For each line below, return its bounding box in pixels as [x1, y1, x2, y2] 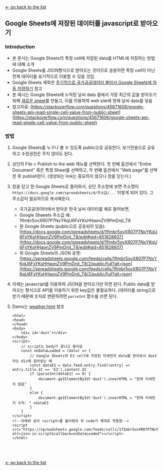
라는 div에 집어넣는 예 [12, 359, 53, 363]
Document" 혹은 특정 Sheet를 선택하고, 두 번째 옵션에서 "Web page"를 [12, 167, 148, 173]
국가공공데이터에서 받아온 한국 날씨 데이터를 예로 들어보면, [19, 206, 130, 212]
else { [30, 390, 43, 395]
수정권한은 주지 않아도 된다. [21, 150, 73, 156]
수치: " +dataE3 [18, 400, 49, 405]
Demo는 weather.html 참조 [12, 304, 65, 309]
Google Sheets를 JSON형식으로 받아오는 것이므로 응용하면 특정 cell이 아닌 [12, 67, 155, 73]
